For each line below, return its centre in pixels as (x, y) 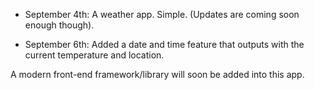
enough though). (59, 25)
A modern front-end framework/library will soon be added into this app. (157, 74)
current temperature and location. (94, 55)
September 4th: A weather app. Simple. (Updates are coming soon (162, 14)
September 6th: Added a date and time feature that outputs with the (164, 44)
